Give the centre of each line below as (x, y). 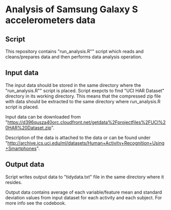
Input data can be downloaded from (43, 116)
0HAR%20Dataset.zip (28, 127)
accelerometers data (50, 20)
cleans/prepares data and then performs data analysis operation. (74, 57)
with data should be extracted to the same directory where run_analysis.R (83, 101)
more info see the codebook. (36, 203)
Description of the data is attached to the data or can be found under (78, 137)
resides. (14, 182)
